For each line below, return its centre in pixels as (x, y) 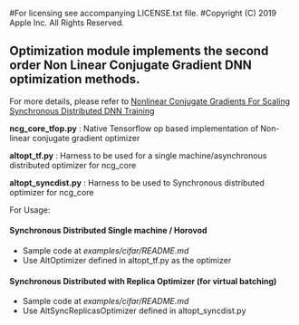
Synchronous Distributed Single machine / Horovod (108, 231)
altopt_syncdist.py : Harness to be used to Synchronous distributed (137, 182)
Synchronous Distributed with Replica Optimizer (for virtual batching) (143, 281)
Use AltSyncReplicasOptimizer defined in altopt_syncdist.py (134, 311)
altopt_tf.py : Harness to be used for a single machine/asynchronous (138, 155)
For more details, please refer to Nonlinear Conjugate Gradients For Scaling (150, 101)
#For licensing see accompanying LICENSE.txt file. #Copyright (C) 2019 (143, 13)
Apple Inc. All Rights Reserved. (67, 23)
